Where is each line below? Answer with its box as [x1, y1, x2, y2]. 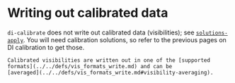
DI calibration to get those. [7, 43, 85, 51]
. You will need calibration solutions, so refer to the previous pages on [23, 35, 227, 44]
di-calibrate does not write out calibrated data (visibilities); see [7, 28, 195, 37]
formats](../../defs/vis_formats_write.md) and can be [7, 63, 173, 70]
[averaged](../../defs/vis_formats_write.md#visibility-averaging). [7, 69, 214, 76]
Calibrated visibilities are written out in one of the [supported [7, 56, 211, 64]
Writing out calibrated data [7, 5, 168, 21]
